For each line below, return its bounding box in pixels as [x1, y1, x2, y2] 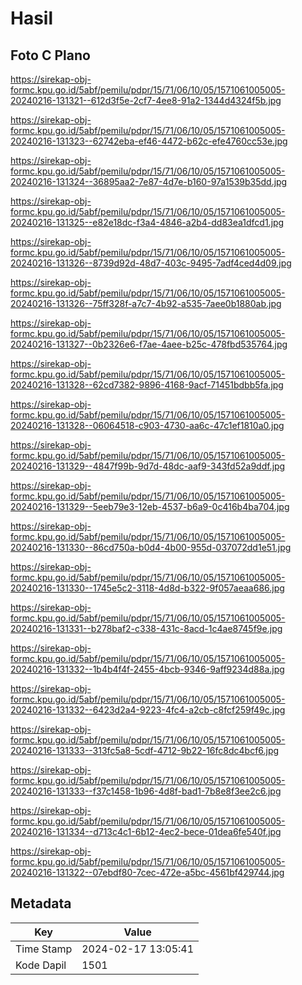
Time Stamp [15, 942, 73, 956]
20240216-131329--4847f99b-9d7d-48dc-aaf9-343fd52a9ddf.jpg [10, 460, 286, 472]
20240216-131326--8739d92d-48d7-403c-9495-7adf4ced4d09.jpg [10, 257, 292, 269]
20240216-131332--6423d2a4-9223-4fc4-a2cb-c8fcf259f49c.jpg [10, 704, 286, 716]
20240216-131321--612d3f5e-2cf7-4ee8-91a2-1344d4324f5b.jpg [10, 95, 282, 106]
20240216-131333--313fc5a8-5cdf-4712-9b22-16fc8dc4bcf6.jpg [10, 745, 280, 756]
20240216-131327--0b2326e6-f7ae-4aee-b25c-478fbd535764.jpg [10, 338, 288, 350]
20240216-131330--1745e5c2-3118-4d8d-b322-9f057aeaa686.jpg [10, 582, 285, 594]
